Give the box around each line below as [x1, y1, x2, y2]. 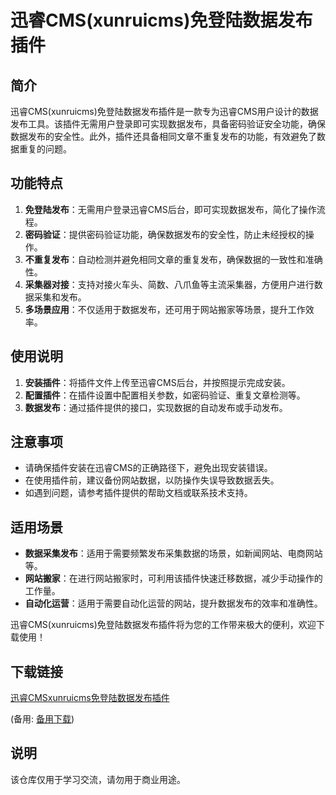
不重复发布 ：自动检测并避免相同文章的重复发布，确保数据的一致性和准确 [24, 253, 323, 265]
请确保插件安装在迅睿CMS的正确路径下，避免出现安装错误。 [24, 462, 273, 474]
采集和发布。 [33, 291, 87, 303]
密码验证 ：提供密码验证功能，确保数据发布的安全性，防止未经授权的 [24, 228, 306, 240]
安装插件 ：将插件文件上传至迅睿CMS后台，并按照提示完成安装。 [24, 376, 291, 388]
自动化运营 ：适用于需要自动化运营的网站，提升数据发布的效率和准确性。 [24, 597, 323, 610]
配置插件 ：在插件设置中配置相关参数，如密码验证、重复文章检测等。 [24, 389, 306, 401]
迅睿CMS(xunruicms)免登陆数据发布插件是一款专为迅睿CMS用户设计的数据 [10, 106, 319, 117]
